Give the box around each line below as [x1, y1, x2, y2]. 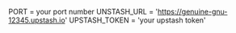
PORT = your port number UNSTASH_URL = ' [8, 7, 158, 16]
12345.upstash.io [8, 15, 65, 25]
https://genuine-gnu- [157, 7, 228, 16]
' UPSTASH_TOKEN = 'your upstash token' [64, 15, 206, 25]
